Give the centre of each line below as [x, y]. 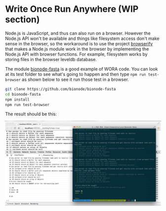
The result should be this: [31, 114]
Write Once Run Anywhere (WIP [72, 9]
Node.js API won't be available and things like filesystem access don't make [82, 38]
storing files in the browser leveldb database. [51, 59]
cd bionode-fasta [23, 94]
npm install [17, 100]
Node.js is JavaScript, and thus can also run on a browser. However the [78, 33]
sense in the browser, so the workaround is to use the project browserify [79, 43]
